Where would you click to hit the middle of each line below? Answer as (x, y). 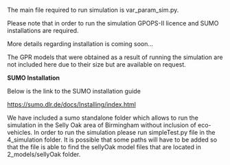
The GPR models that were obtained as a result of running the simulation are (115, 57)
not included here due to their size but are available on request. (97, 64)
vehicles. (20, 132)
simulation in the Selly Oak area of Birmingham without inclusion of (102, 125)
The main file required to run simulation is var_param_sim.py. (93, 10)
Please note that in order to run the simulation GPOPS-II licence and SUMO (113, 23)
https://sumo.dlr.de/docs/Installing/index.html (71, 104)
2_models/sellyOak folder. (44, 154)
